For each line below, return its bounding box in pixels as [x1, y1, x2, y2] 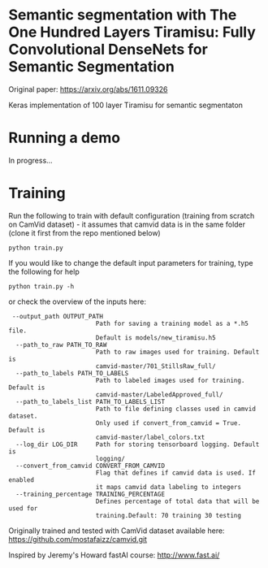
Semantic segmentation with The [8, 6, 237, 24]
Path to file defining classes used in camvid [95, 405, 256, 413]
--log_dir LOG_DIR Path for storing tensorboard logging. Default [15, 440, 260, 449]
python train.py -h [8, 282, 75, 290]
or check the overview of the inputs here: [8, 297, 146, 306]
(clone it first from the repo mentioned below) [8, 228, 161, 237]
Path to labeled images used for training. [95, 376, 245, 384]
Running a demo [8, 128, 120, 147]
